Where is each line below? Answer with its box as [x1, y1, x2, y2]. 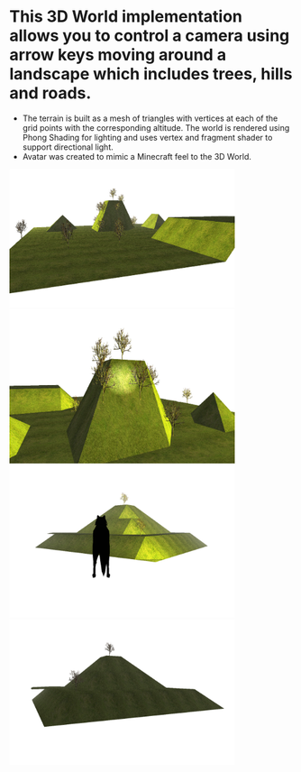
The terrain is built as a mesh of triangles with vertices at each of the [22, 113, 278, 124]
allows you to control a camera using [9, 25, 290, 46]
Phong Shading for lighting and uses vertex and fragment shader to [22, 132, 273, 142]
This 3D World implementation [9, 6, 243, 27]
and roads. [9, 83, 92, 104]
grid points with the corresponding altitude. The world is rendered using [22, 122, 290, 133]
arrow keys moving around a [9, 45, 227, 65]
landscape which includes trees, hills [9, 64, 293, 85]
